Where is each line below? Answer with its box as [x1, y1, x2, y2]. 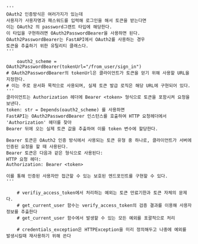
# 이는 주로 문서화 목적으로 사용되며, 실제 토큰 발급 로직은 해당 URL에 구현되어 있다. [6, 83, 191, 89]
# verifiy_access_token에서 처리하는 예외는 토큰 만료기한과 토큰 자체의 [17, 190, 177, 196]
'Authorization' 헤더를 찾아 [6, 120, 72, 126]
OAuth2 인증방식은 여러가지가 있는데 [6, 11, 83, 17]
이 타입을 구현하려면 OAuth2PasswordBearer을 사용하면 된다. [6, 30, 140, 36]
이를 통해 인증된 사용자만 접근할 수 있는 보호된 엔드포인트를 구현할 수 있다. [6, 173, 168, 179]
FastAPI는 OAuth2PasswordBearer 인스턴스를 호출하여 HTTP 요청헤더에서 [6, 113, 167, 119]
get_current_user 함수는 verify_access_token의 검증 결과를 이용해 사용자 [21, 202, 192, 208]
